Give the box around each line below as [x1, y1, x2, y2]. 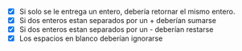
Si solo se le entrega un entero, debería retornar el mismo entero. [18, 7, 236, 16]
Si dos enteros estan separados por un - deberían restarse [18, 25, 214, 34]
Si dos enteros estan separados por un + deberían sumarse [18, 16, 216, 25]
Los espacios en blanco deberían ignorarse [18, 33, 163, 43]
